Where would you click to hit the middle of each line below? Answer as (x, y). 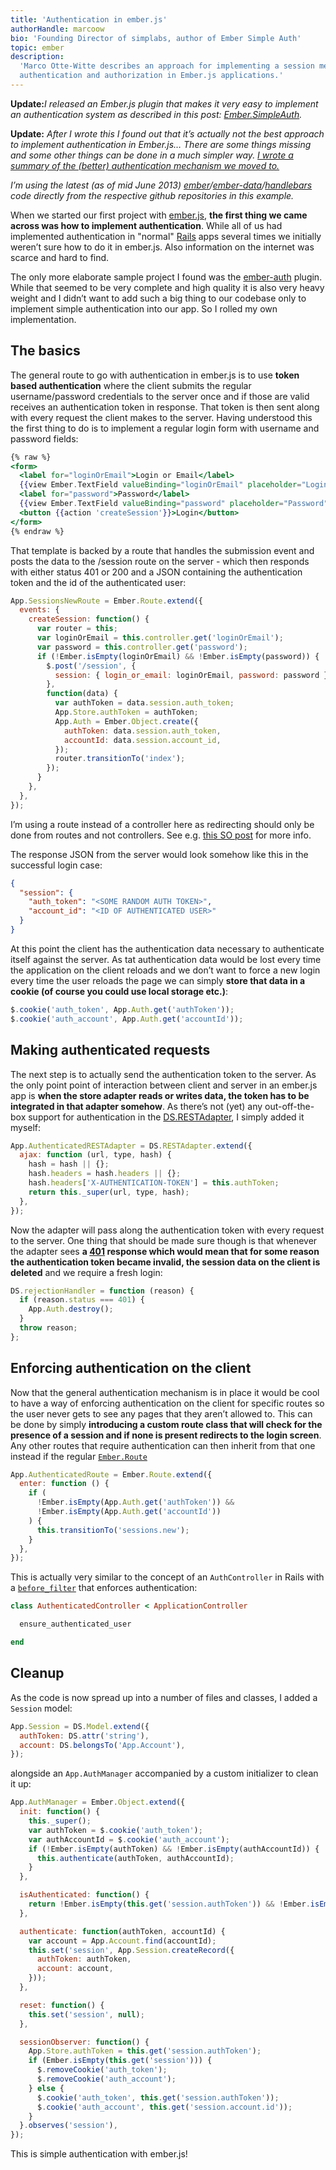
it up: (21, 1784)
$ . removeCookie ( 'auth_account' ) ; (106, 2079)
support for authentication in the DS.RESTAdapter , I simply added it (166, 1117)
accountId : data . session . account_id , (142, 740)
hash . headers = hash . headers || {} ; (105, 1174)
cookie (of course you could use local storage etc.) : (119, 991)
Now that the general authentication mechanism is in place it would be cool (165, 1392)
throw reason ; (48, 1328)
